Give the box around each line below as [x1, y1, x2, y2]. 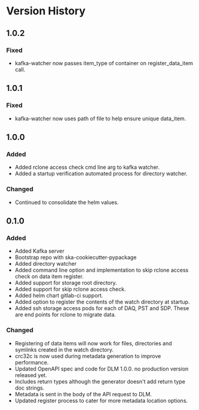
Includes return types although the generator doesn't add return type [14, 378, 185, 385]
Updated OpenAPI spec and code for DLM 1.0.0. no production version [14, 365, 189, 372]
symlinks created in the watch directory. [14, 346, 114, 353]
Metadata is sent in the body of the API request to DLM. [14, 390, 152, 397]
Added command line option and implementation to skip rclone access [14, 266, 189, 274]
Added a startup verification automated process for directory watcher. [14, 170, 188, 177]
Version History [6, 4, 85, 18]
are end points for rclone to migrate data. [14, 311, 117, 318]
